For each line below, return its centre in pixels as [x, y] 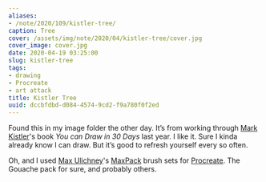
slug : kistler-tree [41, 61]
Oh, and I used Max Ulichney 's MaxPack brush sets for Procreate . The [124, 160]
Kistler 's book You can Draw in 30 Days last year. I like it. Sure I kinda [123, 136]
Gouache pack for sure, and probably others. [83, 169]
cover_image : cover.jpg [48, 46]
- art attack [30, 90]
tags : [17, 68]
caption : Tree [32, 30]
